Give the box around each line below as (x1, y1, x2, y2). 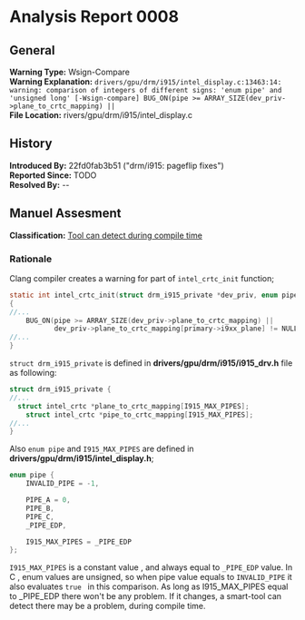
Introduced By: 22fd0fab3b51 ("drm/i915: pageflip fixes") (9, 160, 224, 171)
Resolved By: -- (9, 179, 70, 190)
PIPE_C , (25, 512, 54, 521)
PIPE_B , (25, 504, 54, 513)
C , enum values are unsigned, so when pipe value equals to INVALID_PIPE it (9, 572, 292, 583)
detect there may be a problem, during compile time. (9, 601, 206, 612)
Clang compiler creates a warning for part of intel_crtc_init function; (9, 272, 275, 283)
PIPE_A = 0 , (25, 496, 71, 505)
